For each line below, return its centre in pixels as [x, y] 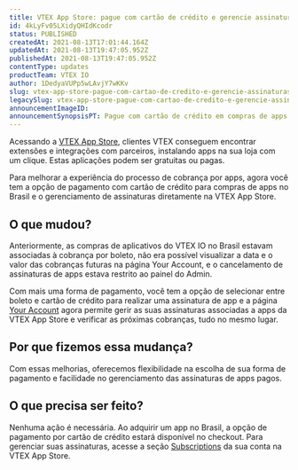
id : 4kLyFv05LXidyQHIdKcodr [61, 26]
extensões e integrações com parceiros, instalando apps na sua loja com [142, 151]
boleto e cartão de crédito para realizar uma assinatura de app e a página [143, 300]
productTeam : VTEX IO [49, 75]
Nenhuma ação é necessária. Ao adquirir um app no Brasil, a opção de [138, 427]
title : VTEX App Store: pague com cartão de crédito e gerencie [130, 17]
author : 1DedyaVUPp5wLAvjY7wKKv [69, 83]
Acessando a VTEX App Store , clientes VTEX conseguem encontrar [133, 142]
